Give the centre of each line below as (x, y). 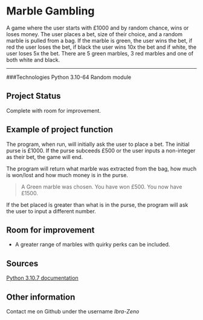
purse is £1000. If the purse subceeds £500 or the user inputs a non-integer (101, 150)
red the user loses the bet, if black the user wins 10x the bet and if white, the (101, 47)
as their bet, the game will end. (45, 157)
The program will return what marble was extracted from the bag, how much (101, 168)
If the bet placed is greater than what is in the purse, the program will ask (97, 205)
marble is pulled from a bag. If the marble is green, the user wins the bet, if (99, 40)
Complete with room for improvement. (54, 110)
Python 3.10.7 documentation (42, 278)
